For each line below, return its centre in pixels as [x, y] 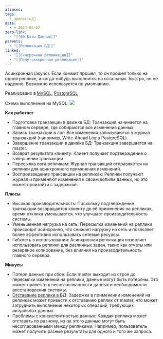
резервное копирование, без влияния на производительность [77, 250]
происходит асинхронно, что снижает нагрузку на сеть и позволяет [83, 230]
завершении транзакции [37, 159]
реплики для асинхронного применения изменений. [67, 169]
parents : [14, 42]
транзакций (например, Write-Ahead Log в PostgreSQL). [70, 138]
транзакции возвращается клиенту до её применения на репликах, [82, 209]
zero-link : [16, 32]
